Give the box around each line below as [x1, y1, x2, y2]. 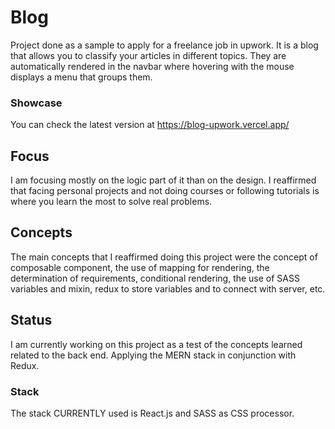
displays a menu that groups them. [10, 71, 153, 83]
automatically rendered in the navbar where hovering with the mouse [10, 60, 295, 72]
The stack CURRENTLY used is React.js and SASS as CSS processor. [10, 407, 295, 419]
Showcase [10, 96, 63, 110]
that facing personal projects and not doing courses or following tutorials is [10, 185, 320, 197]
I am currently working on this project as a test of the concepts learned [10, 338, 303, 350]
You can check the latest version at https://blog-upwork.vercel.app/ [10, 119, 290, 131]
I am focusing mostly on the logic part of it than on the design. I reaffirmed [10, 174, 317, 186]
